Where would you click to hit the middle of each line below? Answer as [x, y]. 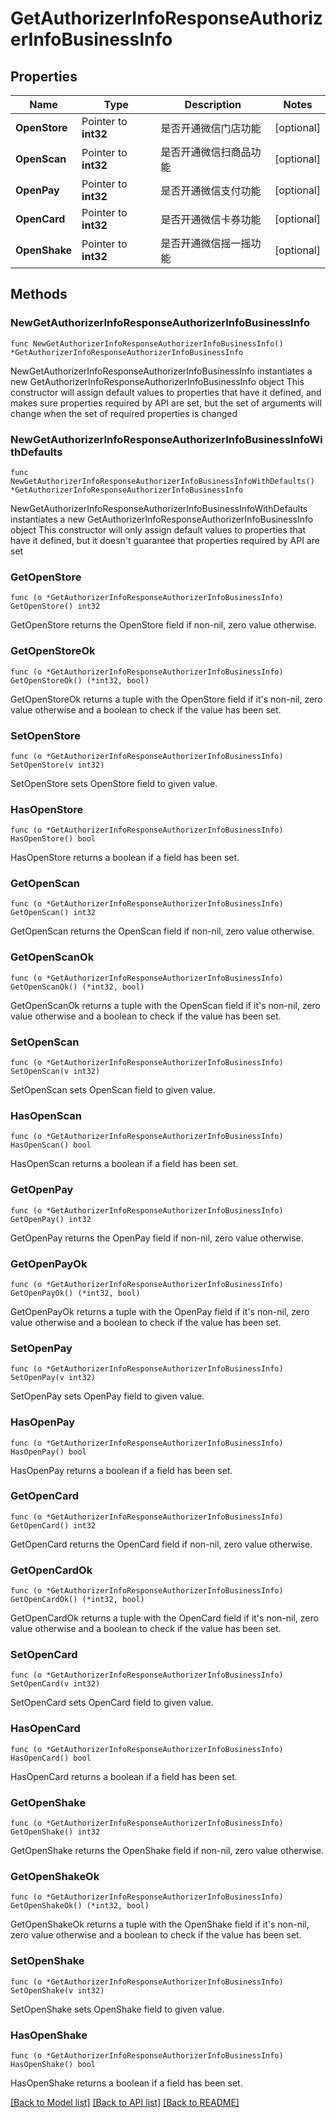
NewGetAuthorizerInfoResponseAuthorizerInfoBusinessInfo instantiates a [161, 371]
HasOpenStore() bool [53, 839]
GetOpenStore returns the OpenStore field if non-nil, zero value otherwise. [163, 625]
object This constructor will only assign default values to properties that [158, 529]
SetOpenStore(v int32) [57, 765]
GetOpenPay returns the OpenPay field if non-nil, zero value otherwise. [157, 1238]
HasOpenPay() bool [48, 1452]
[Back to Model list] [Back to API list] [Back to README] [125, 2102]
